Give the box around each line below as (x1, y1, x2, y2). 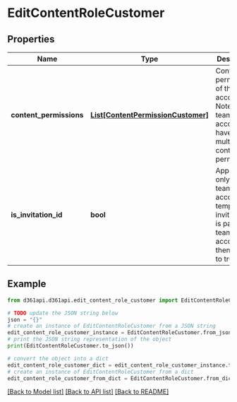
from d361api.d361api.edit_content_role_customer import (7, 297, 178, 304)
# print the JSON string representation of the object (7, 336, 172, 343)
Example (7, 278, 47, 290)
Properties (7, 33, 55, 45)
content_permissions (11, 110, 84, 119)
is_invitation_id (11, 210, 63, 220)
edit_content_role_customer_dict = (7, 362, 112, 369)
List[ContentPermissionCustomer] (90, 110, 209, 119)
